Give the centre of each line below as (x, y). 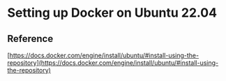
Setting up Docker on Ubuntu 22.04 (112, 13)
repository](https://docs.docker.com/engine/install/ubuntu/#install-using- (113, 63)
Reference (30, 39)
